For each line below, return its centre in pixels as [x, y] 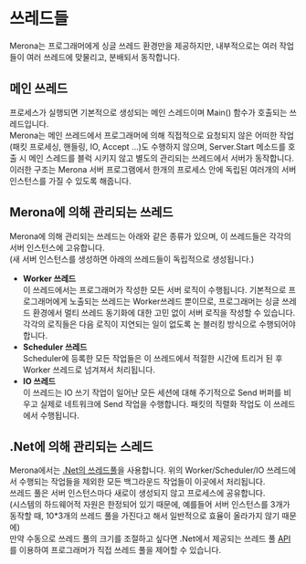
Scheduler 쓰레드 [55, 347]
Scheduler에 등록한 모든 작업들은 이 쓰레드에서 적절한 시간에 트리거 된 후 [153, 358]
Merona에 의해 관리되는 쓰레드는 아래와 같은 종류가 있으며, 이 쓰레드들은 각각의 [151, 236]
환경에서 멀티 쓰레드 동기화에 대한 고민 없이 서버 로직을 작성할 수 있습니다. [164, 312]
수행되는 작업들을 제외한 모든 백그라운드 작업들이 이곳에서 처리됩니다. [142, 482]
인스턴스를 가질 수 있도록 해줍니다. [70, 181]
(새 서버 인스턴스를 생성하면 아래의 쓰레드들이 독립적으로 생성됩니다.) [132, 259]
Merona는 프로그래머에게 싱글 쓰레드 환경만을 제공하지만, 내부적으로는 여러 [143, 46]
